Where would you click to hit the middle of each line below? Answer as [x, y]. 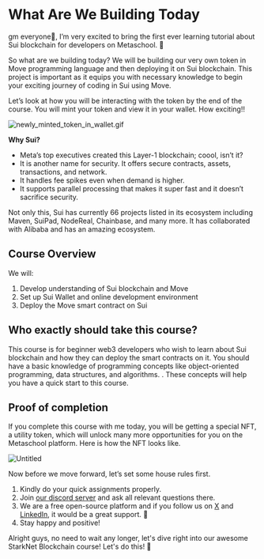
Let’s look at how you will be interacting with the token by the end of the [125, 100]
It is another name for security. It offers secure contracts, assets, [125, 163]
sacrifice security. [49, 197]
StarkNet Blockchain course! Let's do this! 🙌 [80, 546]
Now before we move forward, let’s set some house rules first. [109, 474]
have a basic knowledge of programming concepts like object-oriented [124, 366]
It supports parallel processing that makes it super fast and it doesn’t [131, 188]
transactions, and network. [63, 172]
